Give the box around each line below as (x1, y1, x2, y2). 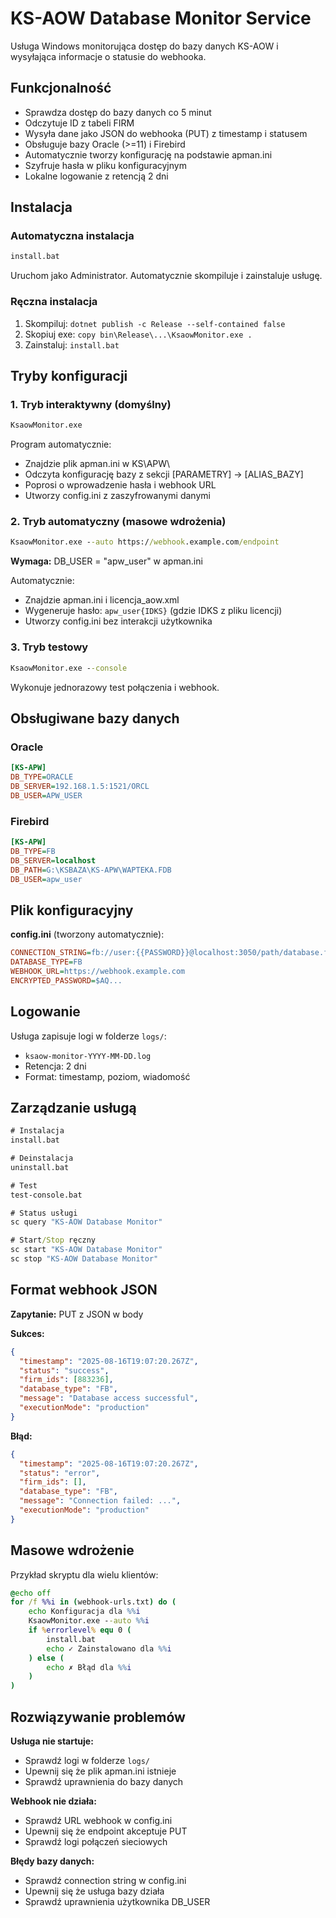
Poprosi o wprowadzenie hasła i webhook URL (24, 479, 217, 491)
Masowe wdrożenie (10, 1542, 135, 1559)
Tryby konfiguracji (10, 368, 128, 384)
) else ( (28, 1653, 65, 1663)
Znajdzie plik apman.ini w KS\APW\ (24, 458, 171, 470)
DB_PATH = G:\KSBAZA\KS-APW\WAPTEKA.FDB (10, 865, 172, 875)
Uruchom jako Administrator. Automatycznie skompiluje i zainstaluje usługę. (10, 270, 323, 282)
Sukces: (10, 1327, 45, 1339)
